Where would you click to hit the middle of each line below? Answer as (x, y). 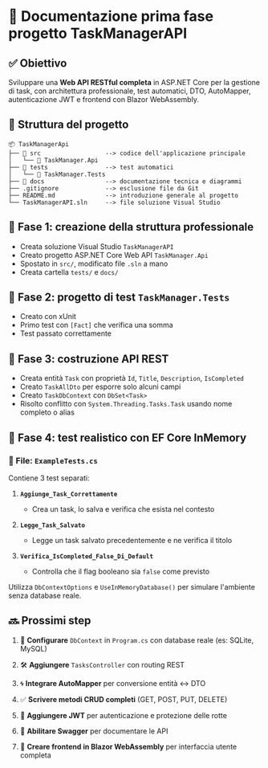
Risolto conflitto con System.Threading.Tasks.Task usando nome (126, 404)
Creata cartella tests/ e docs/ (69, 272)
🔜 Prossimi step (50, 621)
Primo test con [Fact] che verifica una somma (97, 325)
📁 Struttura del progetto (69, 125)
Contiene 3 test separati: (49, 478)
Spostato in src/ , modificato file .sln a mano (94, 263)
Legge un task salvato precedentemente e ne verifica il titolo (132, 540)
